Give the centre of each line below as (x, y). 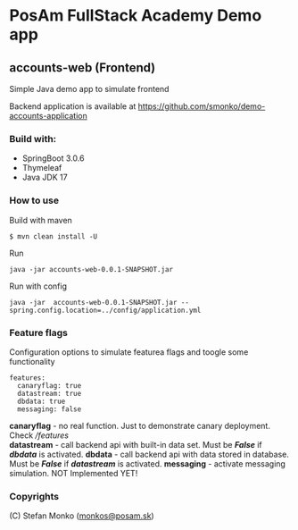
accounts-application (48, 116)
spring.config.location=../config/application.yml (105, 310)
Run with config (38, 286)
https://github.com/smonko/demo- (202, 106)
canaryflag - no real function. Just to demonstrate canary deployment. (140, 425)
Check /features (39, 435)
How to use (34, 200)
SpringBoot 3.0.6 (53, 158)
